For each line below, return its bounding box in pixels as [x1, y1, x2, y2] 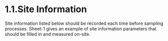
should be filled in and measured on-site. [5, 31, 91, 37]
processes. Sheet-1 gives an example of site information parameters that [5, 25, 157, 31]
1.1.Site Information [5, 4, 87, 15]
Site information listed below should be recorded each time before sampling [5, 20, 163, 26]
